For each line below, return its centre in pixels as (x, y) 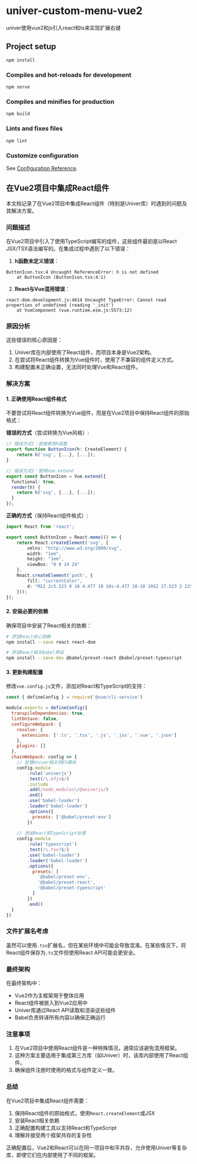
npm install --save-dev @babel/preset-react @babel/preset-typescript (94, 658)
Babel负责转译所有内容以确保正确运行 (60, 1017)
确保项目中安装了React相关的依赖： (49, 625)
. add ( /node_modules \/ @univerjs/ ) (68, 790)
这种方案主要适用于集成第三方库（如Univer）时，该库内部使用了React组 (101, 1055)
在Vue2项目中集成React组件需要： (48, 1101)
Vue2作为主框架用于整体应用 (49, 995)
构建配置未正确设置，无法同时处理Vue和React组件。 (78, 367)
